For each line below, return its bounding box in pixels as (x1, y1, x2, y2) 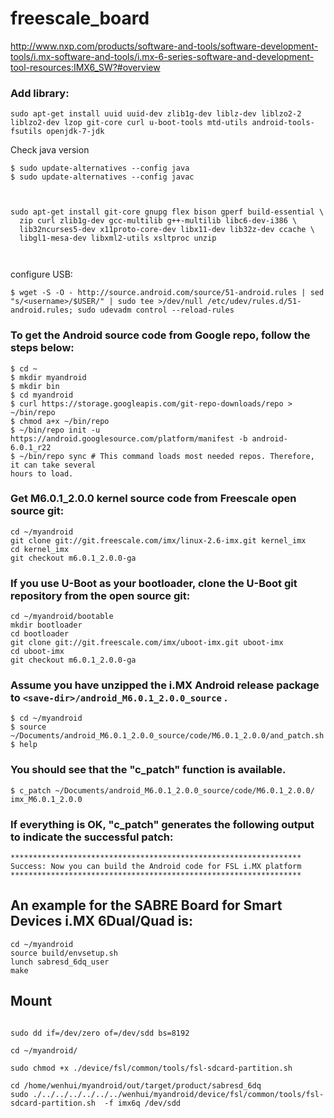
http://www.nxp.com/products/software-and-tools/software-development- (10, 40, 319, 52)
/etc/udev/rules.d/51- (206, 297, 302, 307)
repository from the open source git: (10, 588, 191, 602)
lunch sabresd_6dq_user (10, 957, 110, 967)
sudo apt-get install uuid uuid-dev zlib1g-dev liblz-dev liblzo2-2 (10, 109, 302, 119)
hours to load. (10, 468, 74, 479)
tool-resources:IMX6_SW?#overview (10, 61, 161, 73)
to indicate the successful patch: (10, 830, 174, 844)
